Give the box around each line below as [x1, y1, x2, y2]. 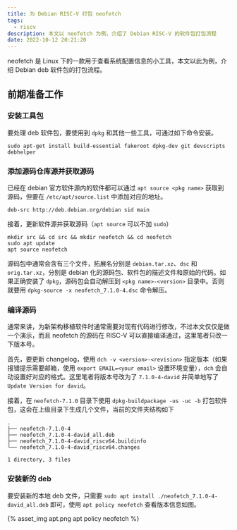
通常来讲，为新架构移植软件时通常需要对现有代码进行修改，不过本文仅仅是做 [7, 322, 230, 331]
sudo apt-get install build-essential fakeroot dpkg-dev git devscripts [7, 142, 226, 149]
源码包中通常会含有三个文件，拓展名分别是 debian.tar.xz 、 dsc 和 [7, 259, 197, 268]
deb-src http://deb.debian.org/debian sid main [7, 207, 150, 214]
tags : [7, 17, 23, 24]
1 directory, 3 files [7, 456, 71, 464]
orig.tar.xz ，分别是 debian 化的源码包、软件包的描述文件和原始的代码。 [7, 269, 220, 277]
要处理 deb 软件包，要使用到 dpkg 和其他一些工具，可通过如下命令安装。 [7, 128, 217, 137]
